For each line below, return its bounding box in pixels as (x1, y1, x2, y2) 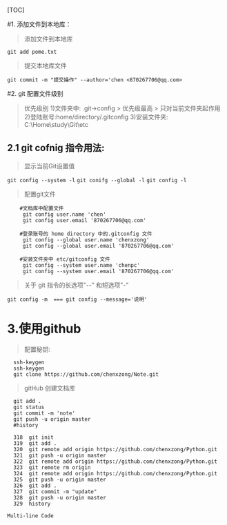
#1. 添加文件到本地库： (7, 20, 72, 28)
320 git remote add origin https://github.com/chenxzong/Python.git (13, 446, 217, 453)
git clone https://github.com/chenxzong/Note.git (13, 370, 159, 378)
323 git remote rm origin (13, 464, 91, 471)
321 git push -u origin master (13, 452, 107, 459)
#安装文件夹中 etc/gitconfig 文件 (19, 255, 110, 263)
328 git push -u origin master (13, 494, 107, 501)
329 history (13, 500, 51, 507)
